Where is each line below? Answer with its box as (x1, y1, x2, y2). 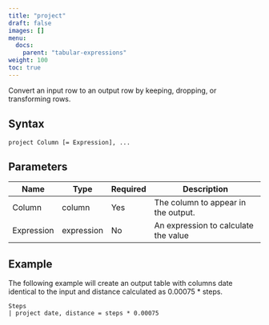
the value (154, 230, 190, 241)
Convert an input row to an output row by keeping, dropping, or (8, 85, 217, 95)
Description (183, 184, 228, 195)
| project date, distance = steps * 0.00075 (8, 309, 159, 318)
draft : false (8, 19, 52, 27)
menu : (8, 34, 26, 42)
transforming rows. (8, 93, 71, 104)
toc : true (8, 64, 42, 72)
